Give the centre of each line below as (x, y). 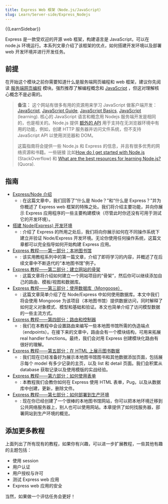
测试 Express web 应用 (36, 479)
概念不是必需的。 (27, 94)
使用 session (25, 460)
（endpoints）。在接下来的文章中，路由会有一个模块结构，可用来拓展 (90, 332)
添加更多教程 (25, 431)
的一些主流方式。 (37, 313)
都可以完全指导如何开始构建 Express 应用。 (69, 244)
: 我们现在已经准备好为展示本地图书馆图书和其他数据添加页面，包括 (89, 357)
